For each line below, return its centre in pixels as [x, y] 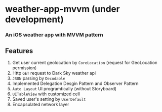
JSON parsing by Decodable [39, 78]
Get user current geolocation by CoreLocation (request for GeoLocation [85, 62]
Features [19, 51]
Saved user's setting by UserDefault [49, 99]
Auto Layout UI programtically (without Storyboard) [64, 88]
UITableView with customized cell [46, 94]
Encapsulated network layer [41, 104]
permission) [24, 68]
